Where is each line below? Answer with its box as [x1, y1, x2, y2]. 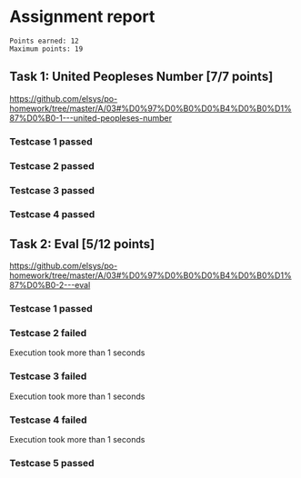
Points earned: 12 [9, 36, 79, 45]
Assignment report [9, 6, 156, 27]
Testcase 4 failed [9, 413, 87, 426]
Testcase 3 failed [9, 370, 87, 383]
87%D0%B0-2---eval [9, 280, 91, 291]
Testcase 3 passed [9, 184, 95, 196]
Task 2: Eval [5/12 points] [9, 236, 156, 252]
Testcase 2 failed [9, 327, 87, 340]
